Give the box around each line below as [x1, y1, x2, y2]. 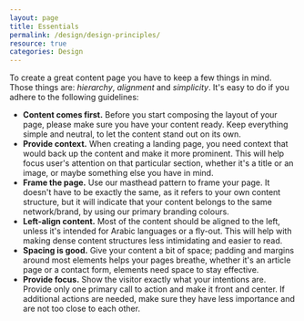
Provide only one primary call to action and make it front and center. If [22, 284, 285, 295]
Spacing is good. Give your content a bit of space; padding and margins [22, 245, 294, 256]
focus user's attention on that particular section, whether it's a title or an [22, 158, 294, 169]
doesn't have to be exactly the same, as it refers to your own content [22, 187, 281, 198]
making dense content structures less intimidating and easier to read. [22, 235, 283, 246]
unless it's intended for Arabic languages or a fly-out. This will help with [22, 225, 292, 237]
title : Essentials [9, 22, 79, 31]
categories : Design [9, 47, 84, 57]
